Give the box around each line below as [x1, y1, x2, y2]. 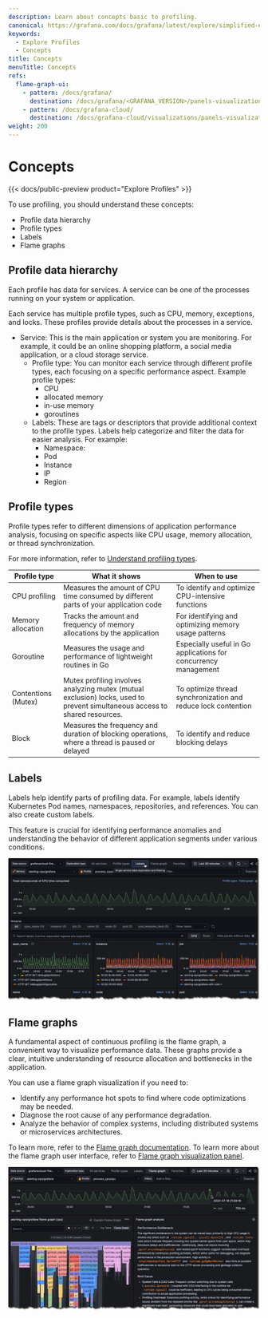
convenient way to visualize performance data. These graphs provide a [8, 1046, 242, 1055]
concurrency [175, 655, 219, 666]
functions [175, 600, 207, 610]
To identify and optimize [175, 583, 255, 592]
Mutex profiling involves [63, 675, 142, 686]
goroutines [43, 409, 80, 418]
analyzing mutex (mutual [63, 684, 144, 694]
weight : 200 [8, 122, 48, 131]
